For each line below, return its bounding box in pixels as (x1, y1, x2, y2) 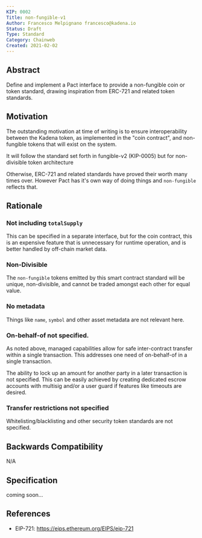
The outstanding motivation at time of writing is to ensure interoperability (6, 128, 188, 135)
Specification (6, 475, 58, 485)
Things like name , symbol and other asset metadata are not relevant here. (6, 316, 185, 323)
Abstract (6, 65, 40, 76)
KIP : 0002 (6, 8, 31, 15)
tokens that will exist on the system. (28, 140, 117, 148)
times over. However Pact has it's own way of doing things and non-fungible (6, 177, 197, 184)
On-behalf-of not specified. (6, 331, 89, 340)
